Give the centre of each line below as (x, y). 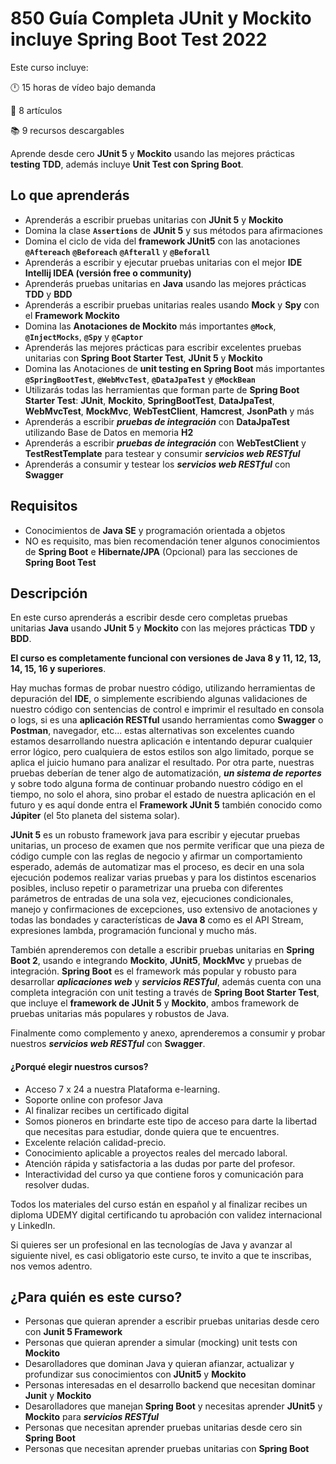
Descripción (49, 593)
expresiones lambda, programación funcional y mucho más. (134, 931)
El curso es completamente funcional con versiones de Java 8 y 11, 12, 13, (166, 658)
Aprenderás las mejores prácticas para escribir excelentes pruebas (163, 347)
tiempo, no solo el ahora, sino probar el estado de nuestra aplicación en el (163, 794)
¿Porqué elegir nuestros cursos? (79, 1066)
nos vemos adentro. (51, 1266)
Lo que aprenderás (70, 195)
